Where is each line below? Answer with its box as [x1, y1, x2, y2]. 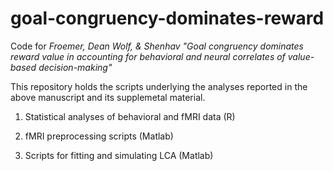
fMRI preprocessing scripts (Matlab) [24, 130, 174, 142]
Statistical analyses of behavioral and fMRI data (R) [24, 110, 236, 122]
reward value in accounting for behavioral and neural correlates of [10, 50, 286, 62]
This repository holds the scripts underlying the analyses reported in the [10, 80, 308, 92]
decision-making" [38, 61, 113, 73]
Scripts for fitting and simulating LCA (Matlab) [24, 149, 214, 161]
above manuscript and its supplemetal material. [10, 91, 206, 103]
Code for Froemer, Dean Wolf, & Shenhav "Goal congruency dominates [10, 40, 305, 52]
